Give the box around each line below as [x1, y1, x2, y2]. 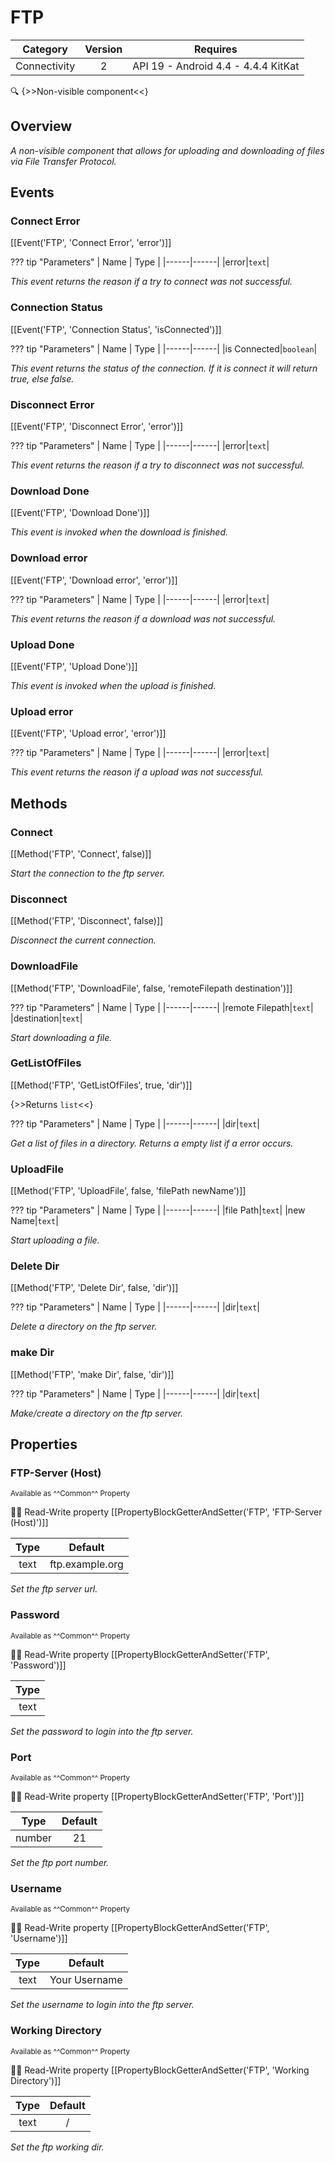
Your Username [49, 1973, 123, 1987]
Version [84, 42, 123, 56]
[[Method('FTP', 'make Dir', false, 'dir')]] [10, 1368, 175, 1380]
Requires [193, 42, 238, 56]
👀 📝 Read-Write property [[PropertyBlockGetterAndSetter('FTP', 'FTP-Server [10, 1506, 323, 1518]
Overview [10, 118, 73, 135]
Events [10, 184, 55, 201]
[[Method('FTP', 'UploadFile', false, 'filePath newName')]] [10, 1185, 247, 1197]
